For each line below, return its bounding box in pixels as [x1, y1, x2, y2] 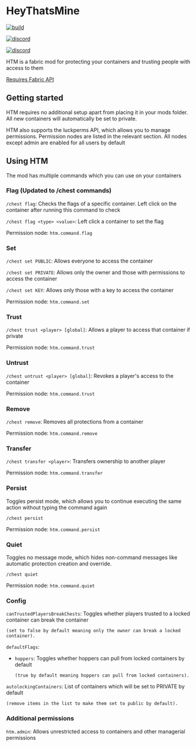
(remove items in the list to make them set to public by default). [6, 701, 178, 707]
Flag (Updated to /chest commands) [6, 186, 112, 195]
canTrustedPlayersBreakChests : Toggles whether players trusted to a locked [6, 610, 191, 617]
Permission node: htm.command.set [6, 298, 90, 305]
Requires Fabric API [6, 76, 54, 83]
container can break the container [6, 616, 89, 623]
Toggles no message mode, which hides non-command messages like [6, 554, 178, 561]
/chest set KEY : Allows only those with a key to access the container [6, 287, 174, 294]
